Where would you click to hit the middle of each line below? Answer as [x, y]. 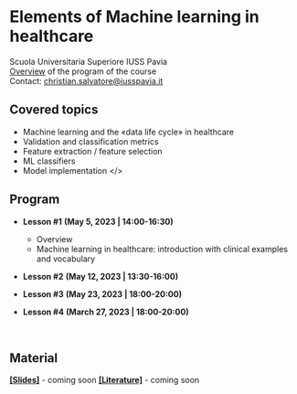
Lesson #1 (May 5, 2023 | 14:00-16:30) [98, 221]
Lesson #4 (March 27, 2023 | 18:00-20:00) [106, 312]
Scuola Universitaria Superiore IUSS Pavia [88, 61]
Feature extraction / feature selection [92, 151]
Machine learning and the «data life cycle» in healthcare [128, 132]
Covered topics [54, 110]
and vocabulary [66, 259]
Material [33, 358]
